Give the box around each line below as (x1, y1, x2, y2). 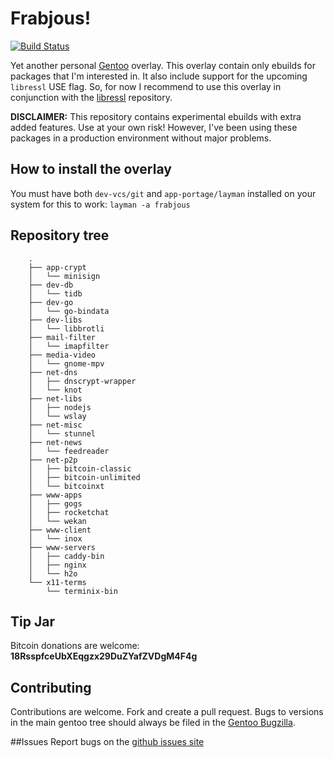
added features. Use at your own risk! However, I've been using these (10, 121, 298, 133)
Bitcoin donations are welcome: (10, 640, 140, 652)
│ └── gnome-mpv (28, 358, 105, 369)
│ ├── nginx (28, 560, 87, 570)
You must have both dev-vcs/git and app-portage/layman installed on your (10, 187, 317, 199)
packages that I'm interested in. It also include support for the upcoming (10, 70, 308, 82)
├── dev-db (28, 280, 74, 290)
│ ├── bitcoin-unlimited (28, 472, 141, 482)
